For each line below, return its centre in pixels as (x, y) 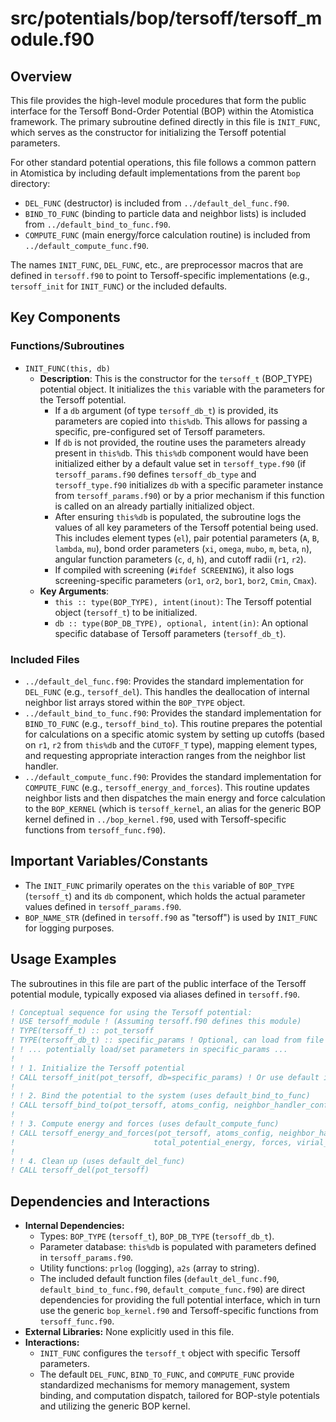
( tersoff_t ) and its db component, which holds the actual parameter (165, 896)
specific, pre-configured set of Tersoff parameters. (160, 431)
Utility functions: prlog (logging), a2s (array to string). (149, 1268)
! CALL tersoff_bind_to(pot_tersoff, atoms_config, (120, 1105)
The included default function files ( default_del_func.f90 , (159, 1279)
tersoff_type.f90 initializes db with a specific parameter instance (189, 484)
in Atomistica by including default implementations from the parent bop (155, 173)
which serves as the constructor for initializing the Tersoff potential (148, 132)
